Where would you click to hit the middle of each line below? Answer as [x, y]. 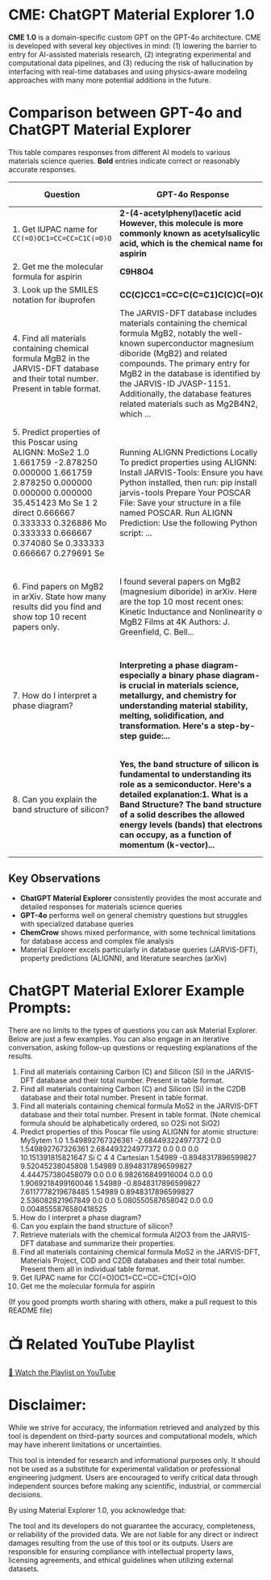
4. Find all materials [49, 338]
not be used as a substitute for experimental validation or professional [125, 1469]
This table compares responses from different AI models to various [120, 152]
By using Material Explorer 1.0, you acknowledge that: [98, 1510]
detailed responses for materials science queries [101, 907]
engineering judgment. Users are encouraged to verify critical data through [133, 1477]
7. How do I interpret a [55, 695]
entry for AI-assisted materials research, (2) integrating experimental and [130, 54]
